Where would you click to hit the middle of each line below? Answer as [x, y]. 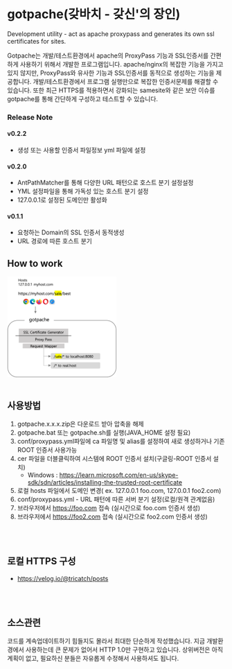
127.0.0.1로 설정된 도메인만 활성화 [62, 200]
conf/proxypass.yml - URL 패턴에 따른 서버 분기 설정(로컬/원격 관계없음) [116, 499]
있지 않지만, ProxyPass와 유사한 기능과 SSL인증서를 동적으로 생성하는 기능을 [111, 73]
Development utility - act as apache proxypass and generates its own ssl [111, 34]
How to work [35, 263]
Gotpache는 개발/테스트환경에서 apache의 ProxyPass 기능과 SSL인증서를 [108, 55]
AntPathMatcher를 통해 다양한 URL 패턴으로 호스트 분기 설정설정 [105, 183]
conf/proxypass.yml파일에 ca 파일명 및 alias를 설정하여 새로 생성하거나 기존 [121, 441]
